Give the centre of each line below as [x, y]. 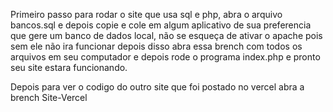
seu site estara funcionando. [69, 67]
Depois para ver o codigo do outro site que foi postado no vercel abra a [157, 87]
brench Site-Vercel [49, 97]
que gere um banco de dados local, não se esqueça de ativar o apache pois [166, 35]
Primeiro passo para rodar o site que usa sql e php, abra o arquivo [146, 14]
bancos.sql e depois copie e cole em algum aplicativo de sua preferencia [161, 25]
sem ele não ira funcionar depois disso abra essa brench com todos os [156, 46]
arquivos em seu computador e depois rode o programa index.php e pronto [165, 57]
